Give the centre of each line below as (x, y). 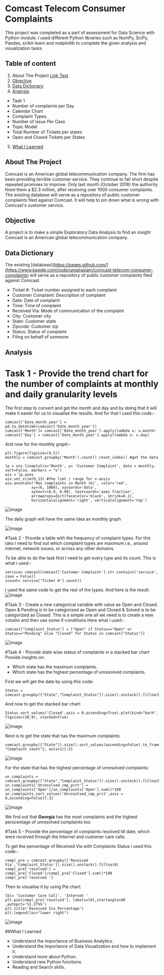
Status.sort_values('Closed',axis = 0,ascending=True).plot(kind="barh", (82, 713)
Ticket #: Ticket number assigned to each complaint (64, 290)
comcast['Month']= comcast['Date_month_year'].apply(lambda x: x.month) (81, 431)
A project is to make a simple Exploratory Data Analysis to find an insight (78, 232)
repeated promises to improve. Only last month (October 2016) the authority (81, 184)
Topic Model (25, 127)
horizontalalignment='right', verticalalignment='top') (89, 500)
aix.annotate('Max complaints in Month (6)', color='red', (66, 483)
